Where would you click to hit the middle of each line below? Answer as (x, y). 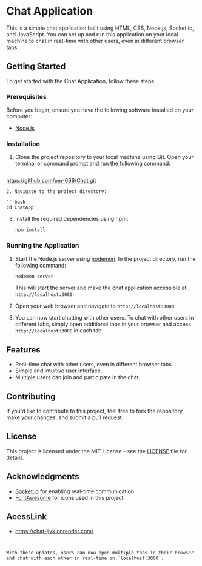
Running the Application (43, 246)
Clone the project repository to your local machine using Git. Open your (104, 157)
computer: (19, 116)
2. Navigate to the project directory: (57, 192)
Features (23, 350)
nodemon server (34, 276)
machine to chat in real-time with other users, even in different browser (95, 41)
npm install (30, 230)
